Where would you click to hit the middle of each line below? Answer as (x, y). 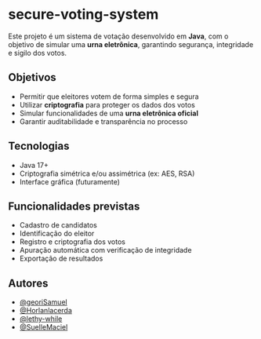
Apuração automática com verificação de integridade (105, 250)
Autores (28, 283)
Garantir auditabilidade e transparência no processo (103, 121)
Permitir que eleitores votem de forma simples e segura (109, 97)
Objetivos (32, 77)
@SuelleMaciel (43, 327)
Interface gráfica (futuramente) (69, 181)
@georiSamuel (43, 302)
